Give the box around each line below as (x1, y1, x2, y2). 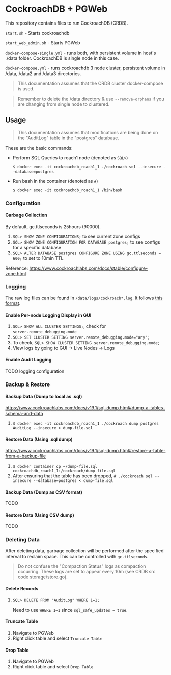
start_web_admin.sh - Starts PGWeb (5, 39, 80, 46)
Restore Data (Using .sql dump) (5, 436, 73, 442)
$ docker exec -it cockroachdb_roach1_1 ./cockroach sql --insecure (12, 164, 161, 170)
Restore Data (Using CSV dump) (5, 512, 75, 518)
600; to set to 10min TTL (12, 255, 64, 261)
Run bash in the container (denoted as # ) (12, 178, 98, 184)
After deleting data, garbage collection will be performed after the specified (5, 547, 164, 554)
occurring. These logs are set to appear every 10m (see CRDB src (17, 568, 156, 574)
